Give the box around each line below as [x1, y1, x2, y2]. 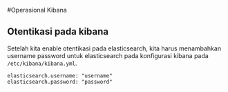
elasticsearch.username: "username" [7, 72, 113, 79]
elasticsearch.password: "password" [7, 78, 113, 85]
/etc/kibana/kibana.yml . [7, 59, 77, 67]
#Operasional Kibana [7, 6, 67, 14]
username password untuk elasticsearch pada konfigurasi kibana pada [7, 51, 209, 59]
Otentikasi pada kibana [7, 26, 109, 37]
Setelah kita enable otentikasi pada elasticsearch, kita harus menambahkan [7, 44, 222, 53]
